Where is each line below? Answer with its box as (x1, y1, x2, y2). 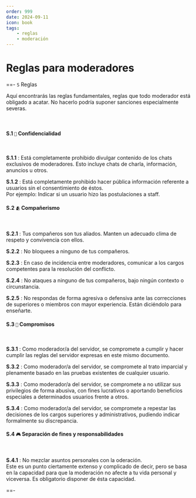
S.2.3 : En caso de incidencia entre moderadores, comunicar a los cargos (6, 259, 184, 266)
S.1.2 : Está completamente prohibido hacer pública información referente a (6, 178, 189, 186)
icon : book (6, 19, 33, 25)
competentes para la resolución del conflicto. (6, 266, 116, 273)
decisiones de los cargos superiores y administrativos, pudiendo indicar (6, 411, 180, 418)
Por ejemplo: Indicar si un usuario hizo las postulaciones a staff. (6, 191, 160, 198)
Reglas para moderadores (6, 61, 134, 75)
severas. (6, 104, 27, 112)
